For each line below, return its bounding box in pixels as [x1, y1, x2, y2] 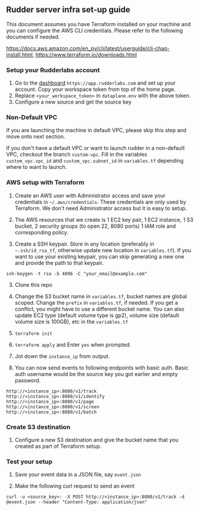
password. [14, 377, 41, 384]
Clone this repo [14, 281, 52, 288]
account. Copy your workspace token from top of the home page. [14, 86, 176, 93]
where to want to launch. [6, 164, 67, 171]
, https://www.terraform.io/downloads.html [32, 51, 137, 58]
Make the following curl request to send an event [14, 482, 135, 490]
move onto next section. [6, 133, 65, 140]
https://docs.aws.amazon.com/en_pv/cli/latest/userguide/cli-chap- [6, 45, 170, 52]
